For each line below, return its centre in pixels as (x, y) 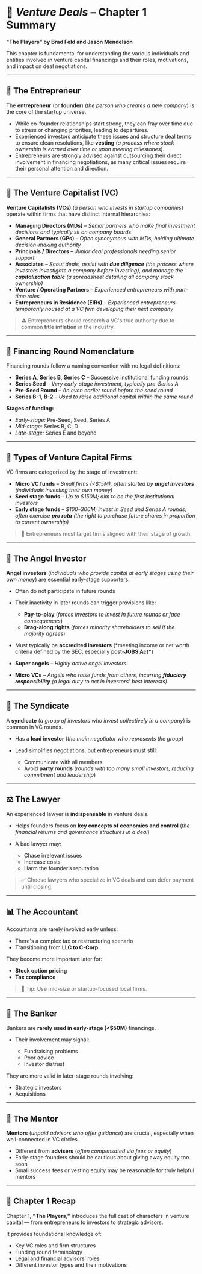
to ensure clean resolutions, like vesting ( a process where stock (94, 143)
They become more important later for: (54, 959)
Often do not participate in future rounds (65, 591)
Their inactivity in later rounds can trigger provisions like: (85, 603)
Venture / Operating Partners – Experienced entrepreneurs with (94, 289)
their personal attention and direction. (62, 168)
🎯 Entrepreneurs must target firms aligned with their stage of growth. (106, 534)
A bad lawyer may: (38, 844)
